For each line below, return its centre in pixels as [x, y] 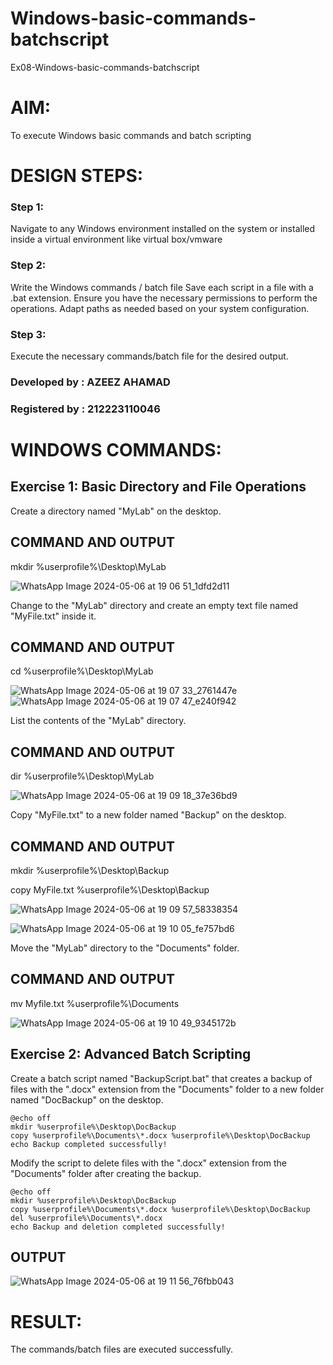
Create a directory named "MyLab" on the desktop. [116, 511]
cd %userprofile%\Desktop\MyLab [82, 671]
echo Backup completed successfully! [89, 1144]
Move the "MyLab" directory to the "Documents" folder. [125, 948]
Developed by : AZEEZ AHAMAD [90, 382]
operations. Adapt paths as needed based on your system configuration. [160, 308]
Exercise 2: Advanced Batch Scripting [131, 1054]
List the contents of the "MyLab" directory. [98, 721]
